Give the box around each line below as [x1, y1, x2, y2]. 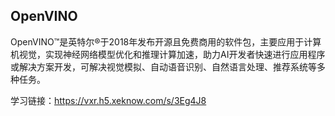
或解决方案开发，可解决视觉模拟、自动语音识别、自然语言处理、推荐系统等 [10, 60, 317, 73]
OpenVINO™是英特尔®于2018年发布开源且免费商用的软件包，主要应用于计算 [10, 35, 322, 48]
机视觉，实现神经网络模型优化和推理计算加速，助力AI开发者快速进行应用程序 [10, 48, 326, 60]
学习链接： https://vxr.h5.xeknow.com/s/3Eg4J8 [10, 94, 207, 106]
